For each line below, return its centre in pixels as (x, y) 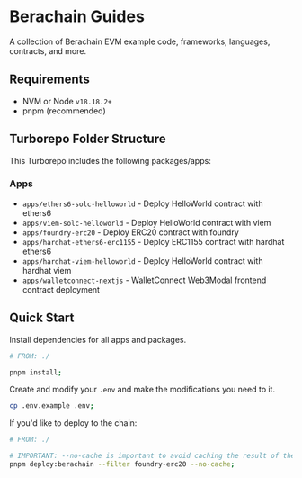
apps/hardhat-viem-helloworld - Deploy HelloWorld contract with (142, 261)
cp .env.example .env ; (52, 406)
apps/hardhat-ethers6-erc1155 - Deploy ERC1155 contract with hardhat (153, 241)
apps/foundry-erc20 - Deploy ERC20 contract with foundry (131, 232)
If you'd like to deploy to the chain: (73, 423)
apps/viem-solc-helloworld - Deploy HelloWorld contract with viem (147, 222)
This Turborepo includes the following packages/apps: (110, 160)
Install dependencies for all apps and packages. (98, 339)
